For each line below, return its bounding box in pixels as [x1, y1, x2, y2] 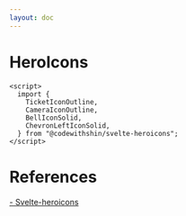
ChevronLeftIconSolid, [25, 121, 111, 130]
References [9, 166, 97, 187]
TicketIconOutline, [25, 97, 99, 106]
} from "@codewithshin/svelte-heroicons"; [17, 129, 179, 138]
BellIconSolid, [25, 113, 83, 122]
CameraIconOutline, [25, 105, 99, 114]
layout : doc [9, 13, 54, 22]
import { [17, 89, 50, 99]
